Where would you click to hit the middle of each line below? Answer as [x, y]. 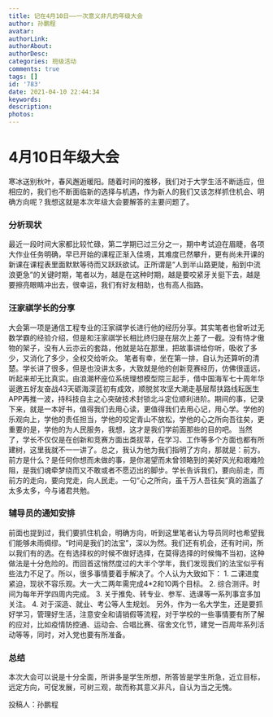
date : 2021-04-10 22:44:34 [54, 92]
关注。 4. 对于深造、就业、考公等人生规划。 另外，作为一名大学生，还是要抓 [136, 604]
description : [30, 107]
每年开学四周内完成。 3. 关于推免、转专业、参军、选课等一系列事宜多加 [142, 594]
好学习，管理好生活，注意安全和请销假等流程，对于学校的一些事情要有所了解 [136, 614]
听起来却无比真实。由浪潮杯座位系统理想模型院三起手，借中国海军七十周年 [133, 378]
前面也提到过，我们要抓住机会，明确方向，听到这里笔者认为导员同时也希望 [133, 532]
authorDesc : [28, 54]
